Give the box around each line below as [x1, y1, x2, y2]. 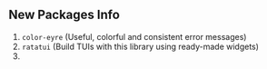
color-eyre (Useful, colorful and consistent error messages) [21, 31, 247, 42]
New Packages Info [8, 7, 120, 23]
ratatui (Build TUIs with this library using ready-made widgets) [21, 41, 260, 52]
